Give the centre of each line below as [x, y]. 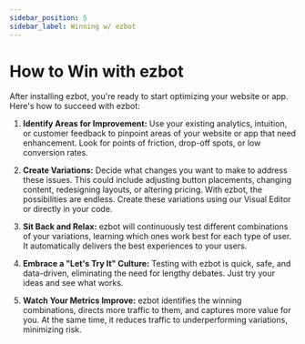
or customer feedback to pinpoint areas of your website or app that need [159, 134]
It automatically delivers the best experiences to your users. [135, 246]
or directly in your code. [67, 209]
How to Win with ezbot [97, 71]
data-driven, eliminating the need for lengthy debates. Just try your [149, 273]
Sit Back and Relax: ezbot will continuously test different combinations [155, 227]
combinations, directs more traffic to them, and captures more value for [157, 310]
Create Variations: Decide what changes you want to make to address [155, 170]
